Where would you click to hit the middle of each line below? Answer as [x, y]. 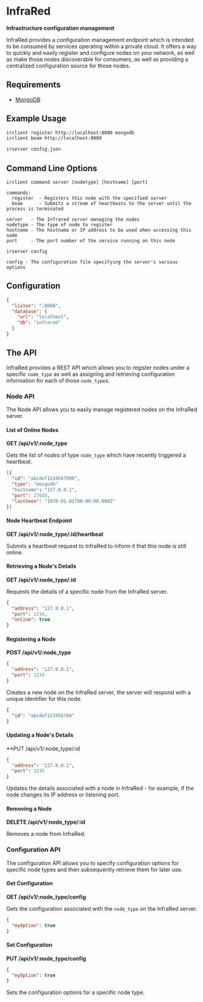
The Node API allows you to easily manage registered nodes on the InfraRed [102, 409]
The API [22, 353]
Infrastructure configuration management [60, 28]
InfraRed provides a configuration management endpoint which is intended [100, 40]
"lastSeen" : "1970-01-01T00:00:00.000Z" [64, 501]
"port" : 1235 [28, 771]
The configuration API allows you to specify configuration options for [93, 863]
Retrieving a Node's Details [41, 566]
